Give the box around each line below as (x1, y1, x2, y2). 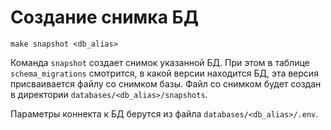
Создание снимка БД (10, 6, 199, 29)
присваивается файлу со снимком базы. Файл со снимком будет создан (10, 77, 322, 90)
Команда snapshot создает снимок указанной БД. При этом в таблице (10, 56, 310, 68)
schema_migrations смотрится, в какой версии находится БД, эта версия (10, 67, 319, 79)
